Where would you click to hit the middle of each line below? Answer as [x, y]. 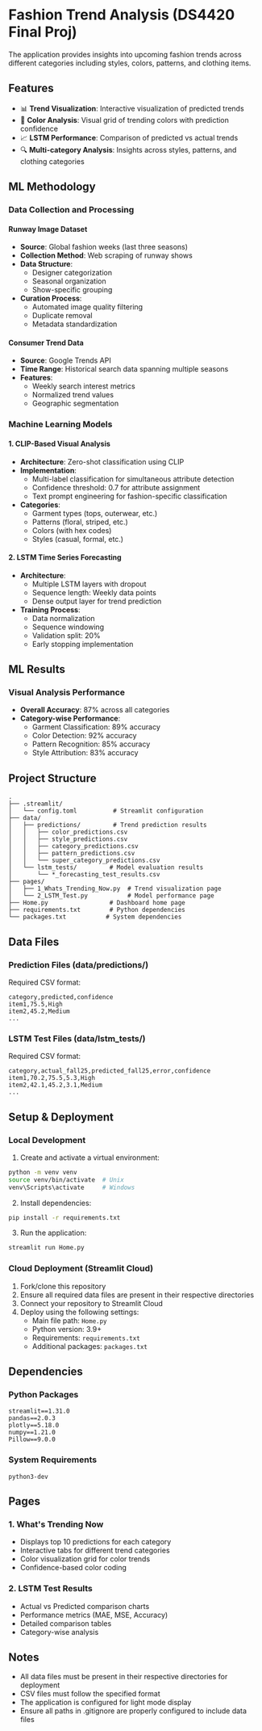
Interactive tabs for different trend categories [95, 1550]
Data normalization [63, 618]
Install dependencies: [56, 1203]
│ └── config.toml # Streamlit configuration [106, 811]
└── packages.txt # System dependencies [95, 917]
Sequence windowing [68, 627]
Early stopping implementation [83, 644]
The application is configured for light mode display [106, 1703]
